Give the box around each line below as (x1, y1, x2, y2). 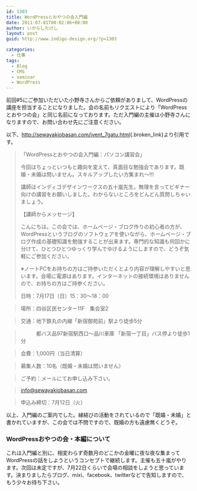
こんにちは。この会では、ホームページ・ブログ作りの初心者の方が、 (20, 223, 185, 230)
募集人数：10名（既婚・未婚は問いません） (20, 363, 124, 370)
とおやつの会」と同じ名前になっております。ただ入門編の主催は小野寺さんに (6, 111, 191, 118)
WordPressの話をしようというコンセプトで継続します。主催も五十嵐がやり (6, 457, 187, 464)
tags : (6, 57, 19, 64)
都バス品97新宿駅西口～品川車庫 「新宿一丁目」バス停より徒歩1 (36, 330, 190, 337)
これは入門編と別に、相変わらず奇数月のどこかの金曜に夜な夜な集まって (6, 449, 181, 457)
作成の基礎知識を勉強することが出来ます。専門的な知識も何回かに (31, 238, 191, 245)
